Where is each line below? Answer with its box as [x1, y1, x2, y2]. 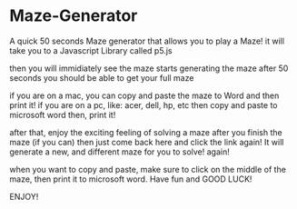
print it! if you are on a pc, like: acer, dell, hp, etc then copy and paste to [9, 99, 278, 110]
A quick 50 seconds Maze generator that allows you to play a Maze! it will [9, 35, 284, 46]
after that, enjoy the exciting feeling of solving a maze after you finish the [9, 126, 283, 137]
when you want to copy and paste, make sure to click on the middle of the [9, 164, 286, 174]
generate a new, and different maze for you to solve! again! [9, 146, 230, 157]
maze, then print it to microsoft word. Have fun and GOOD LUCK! [9, 174, 252, 184]
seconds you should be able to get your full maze [9, 72, 194, 83]
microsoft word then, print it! [9, 109, 116, 120]
